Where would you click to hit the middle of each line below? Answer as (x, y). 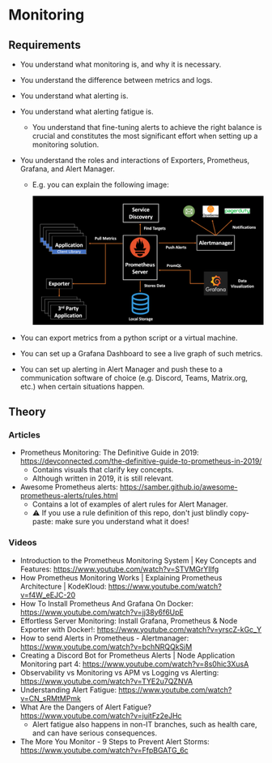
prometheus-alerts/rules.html (69, 496)
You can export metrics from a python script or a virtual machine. (129, 338)
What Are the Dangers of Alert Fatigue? (86, 707)
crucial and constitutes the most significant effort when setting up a (145, 136)
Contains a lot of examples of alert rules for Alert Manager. (130, 504)
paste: (43, 522)
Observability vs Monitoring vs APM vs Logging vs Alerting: (119, 672)
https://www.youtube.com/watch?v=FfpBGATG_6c (104, 750)
